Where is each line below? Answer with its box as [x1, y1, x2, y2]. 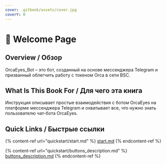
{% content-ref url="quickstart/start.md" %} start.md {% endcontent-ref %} [5, 138, 162, 144]
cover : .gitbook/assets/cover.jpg [5, 7, 77, 12]
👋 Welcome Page [5, 33, 76, 45]
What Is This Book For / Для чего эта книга [5, 86, 143, 95]
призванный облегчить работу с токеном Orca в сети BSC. [5, 72, 131, 78]
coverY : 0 [5, 12, 26, 17]
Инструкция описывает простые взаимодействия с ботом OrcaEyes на [5, 99, 157, 105]
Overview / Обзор [5, 53, 62, 62]
